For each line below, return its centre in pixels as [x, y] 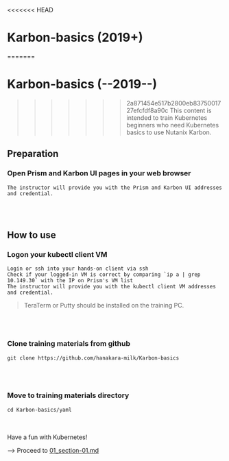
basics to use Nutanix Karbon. [169, 132]
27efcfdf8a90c [147, 110]
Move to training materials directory [68, 395]
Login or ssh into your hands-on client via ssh [78, 269]
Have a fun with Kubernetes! [47, 437]
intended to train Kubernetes [167, 117]
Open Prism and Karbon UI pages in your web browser [99, 173]
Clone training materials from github [69, 344]
